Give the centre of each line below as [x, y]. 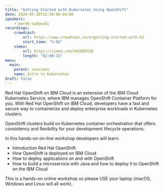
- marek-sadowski [32, 24]
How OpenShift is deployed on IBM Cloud [54, 153]
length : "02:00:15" [43, 56]
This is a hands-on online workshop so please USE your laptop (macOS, [78, 178]
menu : [11, 60]
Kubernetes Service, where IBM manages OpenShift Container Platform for [81, 98]
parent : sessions [32, 70]
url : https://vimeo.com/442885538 [58, 51]
